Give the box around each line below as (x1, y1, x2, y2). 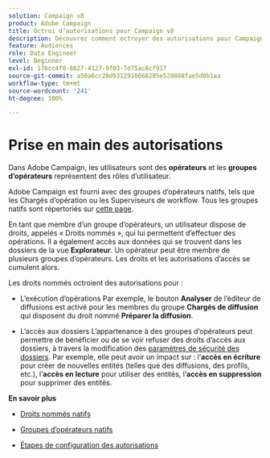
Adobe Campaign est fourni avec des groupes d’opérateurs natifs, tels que (8, 187, 256, 197)
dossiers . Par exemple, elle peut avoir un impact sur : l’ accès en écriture (19, 352, 261, 362)
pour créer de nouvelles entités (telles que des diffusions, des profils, (19, 360, 251, 371)
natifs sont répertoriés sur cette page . (8, 204, 134, 214)
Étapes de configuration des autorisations (19, 440, 159, 450)
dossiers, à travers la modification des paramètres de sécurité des (19, 343, 239, 353)
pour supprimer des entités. (19, 378, 112, 388)
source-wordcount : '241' (8, 86, 92, 95)
